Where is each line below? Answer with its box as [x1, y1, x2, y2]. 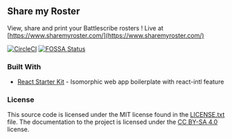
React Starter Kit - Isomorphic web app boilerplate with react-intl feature [17, 77, 224, 86]
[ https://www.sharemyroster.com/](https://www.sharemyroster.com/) [7, 31, 204, 39]
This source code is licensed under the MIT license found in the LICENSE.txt [7, 111, 225, 119]
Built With [7, 62, 42, 71]
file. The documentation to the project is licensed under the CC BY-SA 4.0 [7, 118, 218, 127]
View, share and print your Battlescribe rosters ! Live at [7, 24, 164, 32]
